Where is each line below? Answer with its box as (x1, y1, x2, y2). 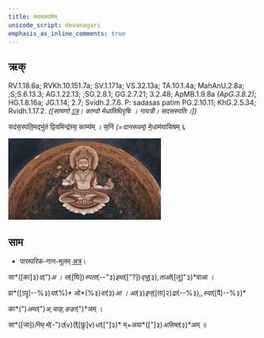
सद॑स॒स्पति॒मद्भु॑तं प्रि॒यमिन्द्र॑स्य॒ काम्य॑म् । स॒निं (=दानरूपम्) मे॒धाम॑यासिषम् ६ (8, 122, 186, 132)
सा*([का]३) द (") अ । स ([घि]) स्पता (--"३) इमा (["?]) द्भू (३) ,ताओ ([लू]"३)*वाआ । (8, 272, 215, 282)
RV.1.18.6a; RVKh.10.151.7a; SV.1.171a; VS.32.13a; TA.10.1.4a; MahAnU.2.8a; (8, 81, 245, 90)
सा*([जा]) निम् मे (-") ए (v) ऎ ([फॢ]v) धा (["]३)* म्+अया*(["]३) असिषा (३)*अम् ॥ (8, 320, 207, 329)
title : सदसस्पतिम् (8, 13, 58, 21)
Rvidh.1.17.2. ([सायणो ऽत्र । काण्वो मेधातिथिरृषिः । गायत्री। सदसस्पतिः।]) (8, 106, 197, 116)
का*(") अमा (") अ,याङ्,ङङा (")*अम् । (8, 304, 103, 313)
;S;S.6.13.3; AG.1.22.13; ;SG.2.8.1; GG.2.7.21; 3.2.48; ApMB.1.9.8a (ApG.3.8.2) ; (8, 90, 257, 99)
